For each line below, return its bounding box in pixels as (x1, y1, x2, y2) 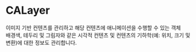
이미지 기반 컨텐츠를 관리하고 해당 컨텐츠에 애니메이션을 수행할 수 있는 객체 (5, 24, 182, 31)
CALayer (5, 4, 50, 17)
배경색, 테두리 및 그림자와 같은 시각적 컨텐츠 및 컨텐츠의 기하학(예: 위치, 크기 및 (5, 31, 191, 39)
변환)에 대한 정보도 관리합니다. (5, 39, 77, 46)
